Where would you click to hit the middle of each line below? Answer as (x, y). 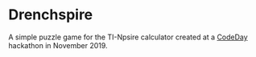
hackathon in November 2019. (58, 45)
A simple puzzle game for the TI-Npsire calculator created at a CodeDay (128, 37)
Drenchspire (51, 15)
